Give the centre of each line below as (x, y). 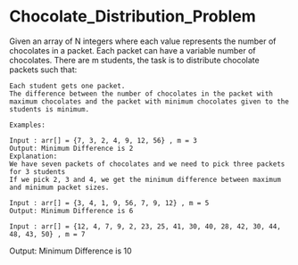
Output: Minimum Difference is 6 (71, 211)
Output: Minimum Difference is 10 (70, 251)
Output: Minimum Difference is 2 (71, 148)
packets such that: (43, 70)
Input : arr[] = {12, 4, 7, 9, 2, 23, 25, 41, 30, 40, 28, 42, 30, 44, (145, 226)
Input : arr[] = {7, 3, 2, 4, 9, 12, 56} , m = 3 (103, 140)
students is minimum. (50, 109)
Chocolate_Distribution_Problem (132, 17)
